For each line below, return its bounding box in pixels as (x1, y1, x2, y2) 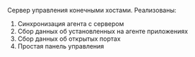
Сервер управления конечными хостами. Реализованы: (7, 6, 177, 14)
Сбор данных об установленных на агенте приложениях (17, 27, 189, 35)
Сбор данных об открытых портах (17, 34, 122, 43)
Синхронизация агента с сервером (17, 20, 124, 27)
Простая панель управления (17, 42, 105, 50)
